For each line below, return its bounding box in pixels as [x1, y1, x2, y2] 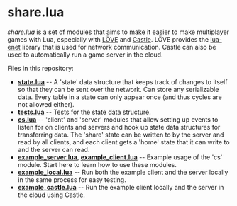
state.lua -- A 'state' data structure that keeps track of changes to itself [17, 77, 228, 86]
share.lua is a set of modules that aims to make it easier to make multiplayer [7, 28, 229, 36]
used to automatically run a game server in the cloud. [7, 50, 163, 59]
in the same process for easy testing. [17, 175, 126, 184]
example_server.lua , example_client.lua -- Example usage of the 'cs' [17, 153, 223, 161]
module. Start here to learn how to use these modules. [17, 160, 177, 168]
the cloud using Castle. [17, 190, 85, 199]
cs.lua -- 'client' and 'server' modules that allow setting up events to [17, 115, 219, 124]
